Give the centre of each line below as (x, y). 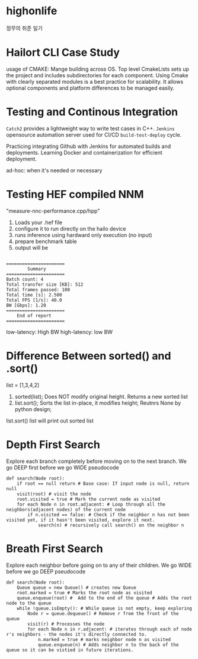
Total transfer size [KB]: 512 (45, 284)
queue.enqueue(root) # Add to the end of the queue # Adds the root (105, 598)
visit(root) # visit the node (54, 494)
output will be (31, 247)
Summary (37, 269)
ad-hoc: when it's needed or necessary (54, 170)
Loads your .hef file (39, 222)
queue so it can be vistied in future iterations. (70, 650)
